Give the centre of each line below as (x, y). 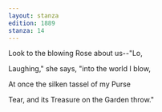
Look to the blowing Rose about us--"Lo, (75, 54)
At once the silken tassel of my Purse (69, 84)
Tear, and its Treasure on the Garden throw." (81, 100)
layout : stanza (34, 16)
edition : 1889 (32, 23)
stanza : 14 (26, 30)
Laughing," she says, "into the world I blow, (79, 69)
